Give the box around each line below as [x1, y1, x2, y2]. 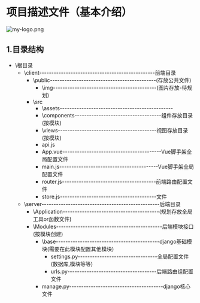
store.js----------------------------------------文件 [41, 193, 168, 200]
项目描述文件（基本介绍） [6, 5, 133, 19]
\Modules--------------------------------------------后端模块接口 [32, 223, 194, 230]
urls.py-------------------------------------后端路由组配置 [50, 268, 193, 275]
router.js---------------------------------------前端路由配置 [41, 178, 187, 185]
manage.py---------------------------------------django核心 [41, 283, 191, 290]
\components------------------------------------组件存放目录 [41, 111, 193, 119]
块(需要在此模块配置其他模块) [41, 245, 114, 252]
